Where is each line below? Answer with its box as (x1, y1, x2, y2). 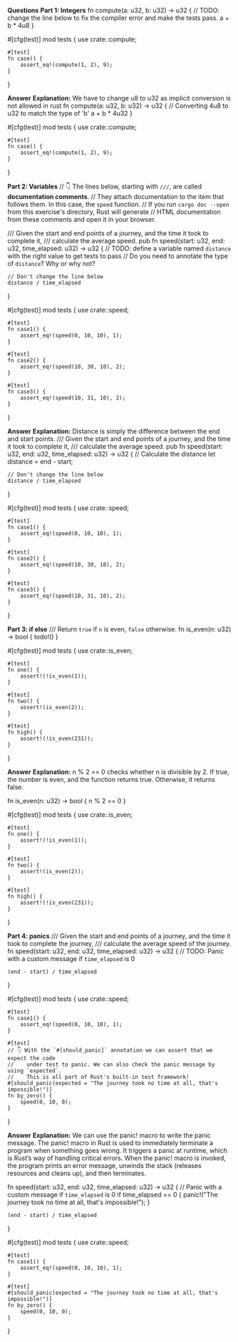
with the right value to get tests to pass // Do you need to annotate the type (7, 252, 228, 260)
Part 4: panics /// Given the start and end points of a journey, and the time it (7, 932, 231, 940)
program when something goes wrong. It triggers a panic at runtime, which (7, 1147, 228, 1154)
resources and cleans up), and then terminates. (7, 1169, 147, 1177)
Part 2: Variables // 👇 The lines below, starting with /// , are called (7, 182, 202, 190)
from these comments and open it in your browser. (7, 215, 156, 223)
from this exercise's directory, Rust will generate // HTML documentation (7, 208, 221, 216)
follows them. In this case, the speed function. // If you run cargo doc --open (7, 200, 229, 208)
